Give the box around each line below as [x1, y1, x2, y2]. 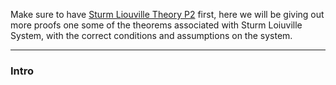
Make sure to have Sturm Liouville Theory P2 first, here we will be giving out [10, 9, 325, 20]
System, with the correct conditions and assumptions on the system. [10, 30, 293, 41]
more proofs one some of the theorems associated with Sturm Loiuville [10, 19, 303, 31]
